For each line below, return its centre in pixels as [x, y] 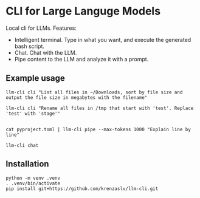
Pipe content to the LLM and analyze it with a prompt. [81, 59]
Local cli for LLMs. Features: [41, 28]
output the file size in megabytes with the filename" [77, 97]
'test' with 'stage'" [33, 114]
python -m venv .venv [33, 178]
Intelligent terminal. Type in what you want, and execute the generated [103, 39]
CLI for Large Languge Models [83, 11]
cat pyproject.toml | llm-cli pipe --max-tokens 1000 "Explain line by [98, 129]
